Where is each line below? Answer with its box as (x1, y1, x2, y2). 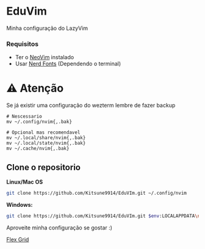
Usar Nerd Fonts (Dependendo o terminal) (15, 60, 121, 68)
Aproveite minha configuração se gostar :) (6, 224, 113, 231)
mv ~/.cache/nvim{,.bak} (6, 145, 70, 152)
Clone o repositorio (6, 162, 81, 172)
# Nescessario (6, 114, 43, 120)
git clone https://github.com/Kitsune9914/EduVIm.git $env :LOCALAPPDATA (6, 212, 195, 219)
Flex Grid (6, 236, 29, 243)
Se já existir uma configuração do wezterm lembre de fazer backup (6, 102, 176, 109)
